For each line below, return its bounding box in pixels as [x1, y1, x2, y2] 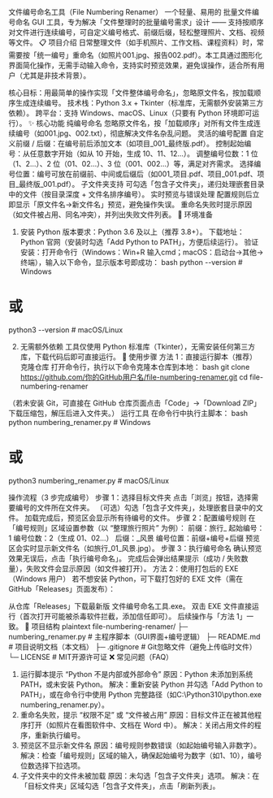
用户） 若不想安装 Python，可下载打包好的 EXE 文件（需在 [48, 574, 244, 583]
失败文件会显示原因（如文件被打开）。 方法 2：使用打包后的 [25, 563, 223, 573]
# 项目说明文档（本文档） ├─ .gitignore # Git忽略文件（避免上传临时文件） [8, 641, 258, 652]
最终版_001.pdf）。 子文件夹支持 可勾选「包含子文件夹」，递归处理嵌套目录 [19, 180, 265, 189]
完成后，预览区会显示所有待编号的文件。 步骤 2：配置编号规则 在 [38, 513, 256, 523]
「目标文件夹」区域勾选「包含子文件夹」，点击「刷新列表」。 [19, 781, 220, 791]
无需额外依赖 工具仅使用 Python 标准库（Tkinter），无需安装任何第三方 [19, 341, 256, 351]
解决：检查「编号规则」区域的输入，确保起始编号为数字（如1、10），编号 [19, 750, 262, 760]
